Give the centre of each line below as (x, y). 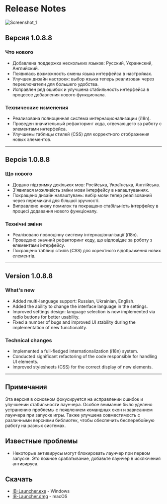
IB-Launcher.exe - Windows (41, 491)
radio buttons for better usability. (46, 317)
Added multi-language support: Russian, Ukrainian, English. (73, 301)
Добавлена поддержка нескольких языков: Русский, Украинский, (83, 63)
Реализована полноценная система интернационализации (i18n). (82, 118)
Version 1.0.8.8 (29, 276)
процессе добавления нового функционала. (59, 94)
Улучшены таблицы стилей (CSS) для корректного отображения (81, 134)
